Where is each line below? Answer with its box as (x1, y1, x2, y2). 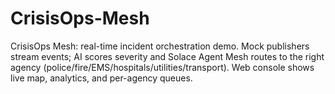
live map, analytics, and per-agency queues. (10, 72, 193, 84)
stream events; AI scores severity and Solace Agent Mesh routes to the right (10, 50, 325, 62)
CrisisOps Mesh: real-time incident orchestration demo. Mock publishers (10, 40, 310, 52)
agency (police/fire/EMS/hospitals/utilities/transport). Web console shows (10, 61, 315, 73)
